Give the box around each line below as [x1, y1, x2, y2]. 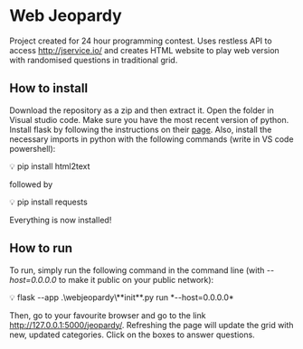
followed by [9, 178, 53, 190]
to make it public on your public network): [58, 274, 214, 285]
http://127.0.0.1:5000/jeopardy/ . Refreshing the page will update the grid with [9, 319, 294, 330]
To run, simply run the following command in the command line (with [9, 264, 265, 276]
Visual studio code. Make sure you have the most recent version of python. [9, 114, 289, 125]
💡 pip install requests [9, 196, 88, 207]
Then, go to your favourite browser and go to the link [9, 309, 206, 321]
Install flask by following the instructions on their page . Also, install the [9, 124, 272, 135]
